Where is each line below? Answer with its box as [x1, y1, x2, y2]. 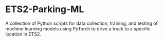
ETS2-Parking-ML [5, 4, 84, 15]
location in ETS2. [5, 31, 41, 37]
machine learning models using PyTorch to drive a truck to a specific [5, 25, 151, 31]
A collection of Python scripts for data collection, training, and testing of [5, 20, 158, 26]
